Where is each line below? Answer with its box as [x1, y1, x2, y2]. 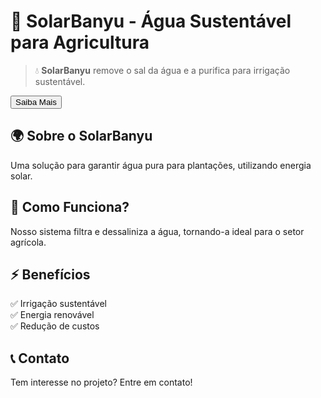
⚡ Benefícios [10, 266, 91, 283]
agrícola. [10, 236, 47, 248]
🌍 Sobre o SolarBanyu [10, 128, 153, 145]
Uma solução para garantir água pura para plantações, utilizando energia [10, 159, 312, 171]
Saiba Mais [15, 96, 57, 107]
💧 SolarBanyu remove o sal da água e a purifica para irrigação [34, 64, 291, 76]
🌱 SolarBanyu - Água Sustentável [10, 10, 292, 33]
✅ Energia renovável [10, 309, 95, 321]
